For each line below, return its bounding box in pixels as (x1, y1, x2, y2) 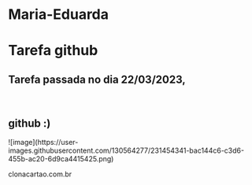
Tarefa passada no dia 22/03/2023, (8, 72, 187, 86)
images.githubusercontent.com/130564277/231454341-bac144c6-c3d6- (8, 146, 245, 155)
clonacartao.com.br (8, 169, 72, 179)
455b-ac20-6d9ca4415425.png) (8, 154, 114, 163)
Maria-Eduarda (8, 6, 109, 24)
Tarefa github (8, 42, 98, 60)
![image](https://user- (8, 138, 79, 146)
